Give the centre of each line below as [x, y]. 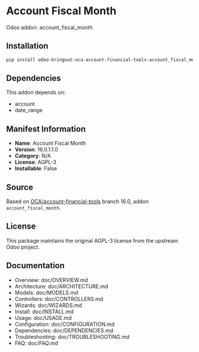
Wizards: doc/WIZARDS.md [48, 305]
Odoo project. [23, 247]
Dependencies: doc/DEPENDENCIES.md [64, 330]
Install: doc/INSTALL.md [44, 311]
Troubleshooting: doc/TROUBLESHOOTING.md [72, 337]
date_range [28, 110]
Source [20, 187]
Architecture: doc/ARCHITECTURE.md [61, 286]
